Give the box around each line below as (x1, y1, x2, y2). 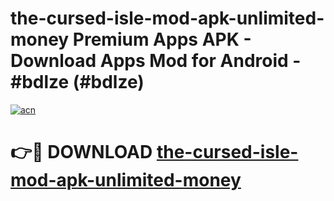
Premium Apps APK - (72, 28, 252, 51)
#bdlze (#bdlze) (10, 71, 145, 94)
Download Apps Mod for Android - (10, 50, 302, 72)
